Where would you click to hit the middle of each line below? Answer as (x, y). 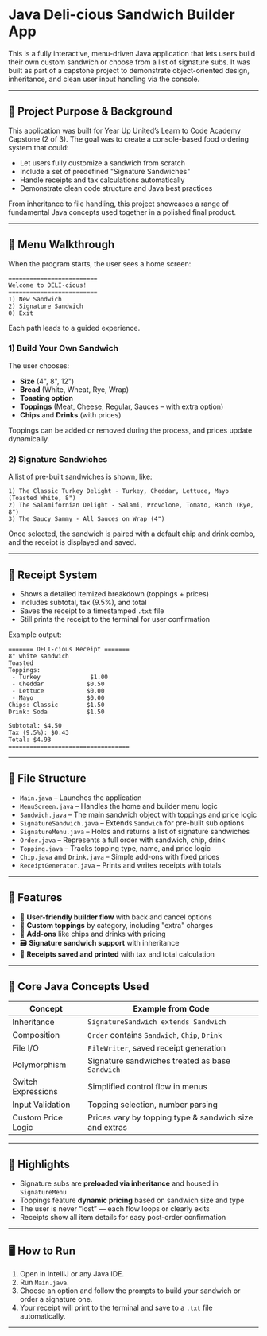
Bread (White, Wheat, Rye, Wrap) (74, 389)
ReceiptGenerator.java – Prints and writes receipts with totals (120, 865)
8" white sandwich (39, 656)
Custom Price (38, 1117)
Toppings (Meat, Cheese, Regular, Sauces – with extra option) (122, 406)
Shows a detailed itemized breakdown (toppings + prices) (114, 593)
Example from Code (171, 1009)
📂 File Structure (47, 778)
